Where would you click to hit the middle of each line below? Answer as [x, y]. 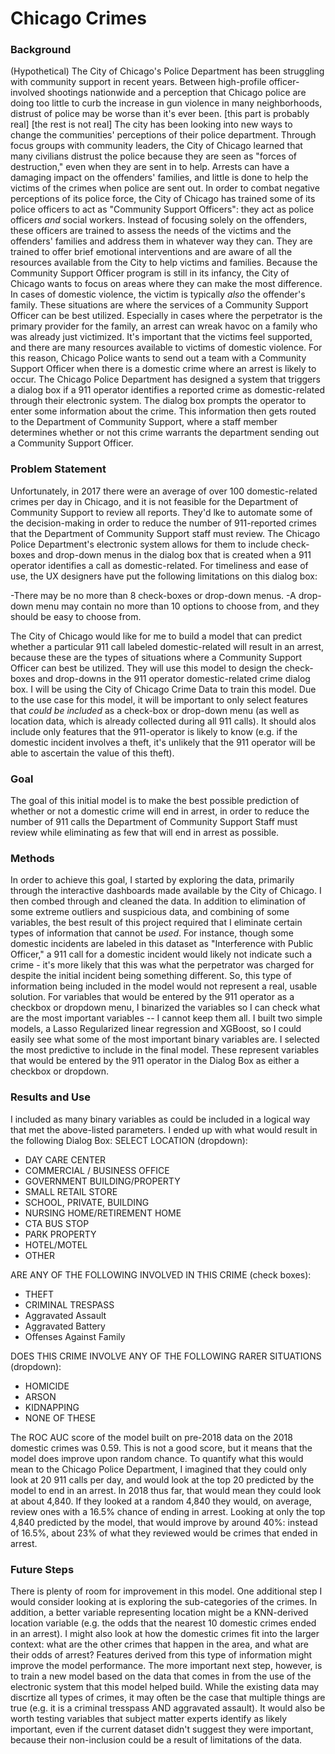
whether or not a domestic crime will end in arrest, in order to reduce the [160, 811]
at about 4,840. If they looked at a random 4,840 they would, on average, [161, 1501]
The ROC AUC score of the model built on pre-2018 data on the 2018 [151, 1437]
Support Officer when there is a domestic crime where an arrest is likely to [163, 369]
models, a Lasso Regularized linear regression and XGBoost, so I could [156, 1029]
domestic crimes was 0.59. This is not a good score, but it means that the [161, 1448]
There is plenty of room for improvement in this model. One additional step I [166, 1591]
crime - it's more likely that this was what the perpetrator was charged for [162, 965]
